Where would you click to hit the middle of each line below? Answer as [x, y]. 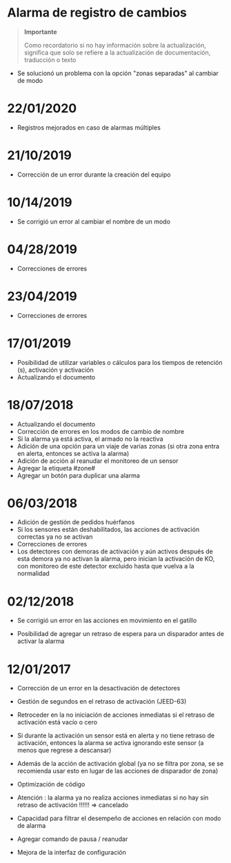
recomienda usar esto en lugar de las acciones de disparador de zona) [118, 771]
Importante [40, 32]
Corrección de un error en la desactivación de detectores [99, 688]
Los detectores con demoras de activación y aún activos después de [115, 552]
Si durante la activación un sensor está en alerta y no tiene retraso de [116, 735]
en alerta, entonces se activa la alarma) [73, 453]
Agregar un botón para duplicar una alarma [78, 475]
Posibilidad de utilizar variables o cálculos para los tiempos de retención [120, 362]
